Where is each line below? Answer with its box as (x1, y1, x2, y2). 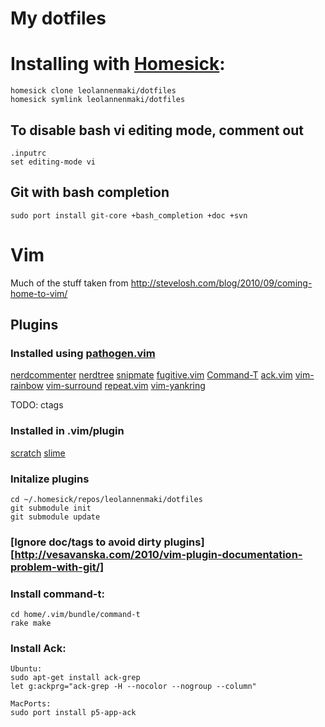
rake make (10, 618, 52, 629)
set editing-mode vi (10, 157, 97, 167)
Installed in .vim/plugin (10, 424, 125, 438)
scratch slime (10, 447, 66, 459)
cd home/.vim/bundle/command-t (10, 610, 141, 620)
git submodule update (10, 512, 101, 522)
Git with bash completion (10, 184, 170, 201)
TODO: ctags (10, 399, 64, 411)
